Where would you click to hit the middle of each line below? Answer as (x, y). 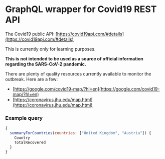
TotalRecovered (30, 142)
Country (22, 138)
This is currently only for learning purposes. (50, 49)
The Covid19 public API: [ (31, 34)
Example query (24, 118)
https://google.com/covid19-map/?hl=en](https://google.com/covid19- (87, 89)
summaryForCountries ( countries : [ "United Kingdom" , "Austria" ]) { (80, 133)
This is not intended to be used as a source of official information (74, 58)
